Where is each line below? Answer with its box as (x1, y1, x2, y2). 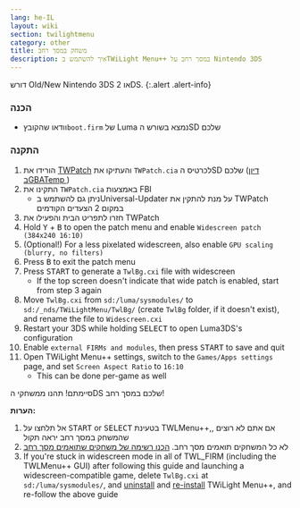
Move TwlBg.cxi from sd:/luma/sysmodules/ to (22, 294, 194, 305)
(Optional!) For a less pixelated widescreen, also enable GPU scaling (22, 239, 273, 250)
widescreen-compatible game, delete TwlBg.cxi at (22, 470, 209, 480)
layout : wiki (10, 21, 59, 30)
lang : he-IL (10, 13, 54, 22)
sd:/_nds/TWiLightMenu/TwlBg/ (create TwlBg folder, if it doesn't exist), (22, 303, 280, 314)
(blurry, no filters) (22, 248, 104, 258)
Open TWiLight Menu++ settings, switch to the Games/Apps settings (22, 351, 273, 362)
